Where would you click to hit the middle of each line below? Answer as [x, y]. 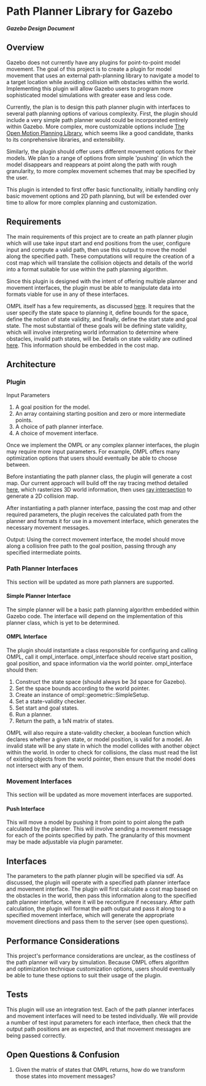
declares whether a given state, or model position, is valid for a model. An [99, 739]
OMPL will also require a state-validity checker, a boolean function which [99, 732]
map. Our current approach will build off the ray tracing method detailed [97, 483]
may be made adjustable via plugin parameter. [65, 842]
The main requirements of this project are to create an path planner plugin [100, 236]
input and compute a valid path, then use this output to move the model [97, 249]
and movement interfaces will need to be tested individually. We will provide [102, 1016]
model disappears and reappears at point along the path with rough [92, 165]
